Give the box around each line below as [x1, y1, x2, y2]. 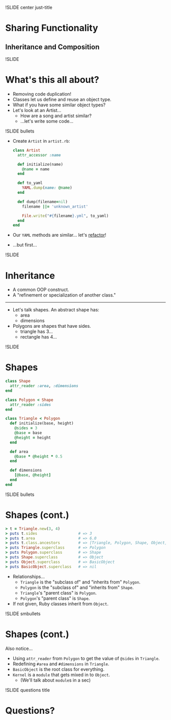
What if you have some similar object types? [12, 102, 106, 108]
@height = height [14, 435, 51, 440]
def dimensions [10, 468, 42, 473]
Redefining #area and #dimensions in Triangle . [12, 661, 109, 667]
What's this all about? [5, 74, 99, 86]
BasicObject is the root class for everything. [12, 666, 105, 672]
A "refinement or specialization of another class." [12, 292, 116, 298]
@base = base [14, 431, 42, 436]
